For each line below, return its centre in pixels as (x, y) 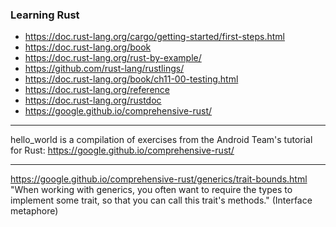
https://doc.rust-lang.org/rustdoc (93, 100)
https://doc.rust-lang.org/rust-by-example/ (113, 58)
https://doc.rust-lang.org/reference (97, 90)
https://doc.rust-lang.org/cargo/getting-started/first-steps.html (154, 37)
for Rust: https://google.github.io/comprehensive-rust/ (122, 150)
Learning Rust (45, 15)
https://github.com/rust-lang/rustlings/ (104, 69)
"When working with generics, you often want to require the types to (151, 190)
